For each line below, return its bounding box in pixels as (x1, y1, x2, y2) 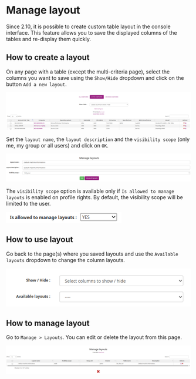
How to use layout (6, 234, 73, 244)
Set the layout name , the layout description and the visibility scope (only (6, 136, 190, 143)
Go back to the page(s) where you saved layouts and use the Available (6, 250, 179, 257)
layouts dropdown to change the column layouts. (6, 256, 125, 263)
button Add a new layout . (6, 81, 67, 88)
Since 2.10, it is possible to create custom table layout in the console (6, 23, 171, 30)
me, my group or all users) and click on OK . (6, 142, 109, 149)
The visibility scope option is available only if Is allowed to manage (6, 187, 174, 194)
